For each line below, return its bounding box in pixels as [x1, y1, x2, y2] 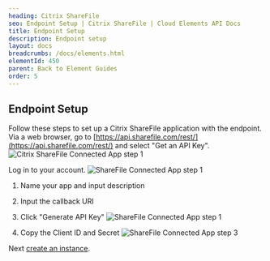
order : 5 [8, 72, 38, 80]
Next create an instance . [8, 244, 91, 254]
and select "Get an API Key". [114, 141, 210, 151]
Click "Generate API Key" [19, 212, 105, 222]
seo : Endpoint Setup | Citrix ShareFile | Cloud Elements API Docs [8, 19, 242, 28]
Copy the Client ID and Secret [19, 228, 120, 237]
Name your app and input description [19, 181, 145, 190]
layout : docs [8, 42, 53, 50]
